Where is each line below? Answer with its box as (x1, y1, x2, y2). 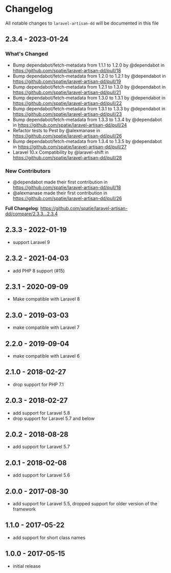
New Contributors (5, 167, 51, 174)
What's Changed (5, 50, 48, 57)
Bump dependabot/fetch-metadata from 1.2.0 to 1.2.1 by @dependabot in (12, 73, 166, 79)
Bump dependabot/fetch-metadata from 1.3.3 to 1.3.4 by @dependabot (12, 116, 162, 122)
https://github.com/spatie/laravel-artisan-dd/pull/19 (12, 78, 121, 85)
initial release (12, 563, 41, 569)
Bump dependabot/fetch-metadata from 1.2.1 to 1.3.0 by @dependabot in (12, 84, 166, 90)
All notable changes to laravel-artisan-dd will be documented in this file (5, 20, 159, 26)
